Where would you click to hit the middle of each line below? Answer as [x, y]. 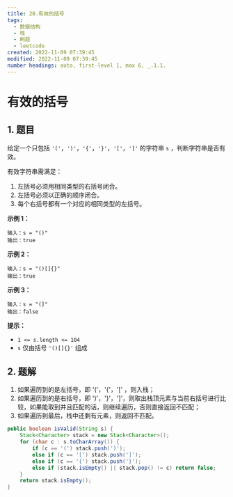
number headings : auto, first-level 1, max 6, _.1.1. [87, 65]
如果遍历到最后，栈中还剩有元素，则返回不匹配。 [87, 416]
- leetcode [29, 46]
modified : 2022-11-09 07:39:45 [53, 59]
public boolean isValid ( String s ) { [60, 429]
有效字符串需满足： [35, 171]
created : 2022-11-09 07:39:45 [51, 53]
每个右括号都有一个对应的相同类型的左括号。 [81, 203]
